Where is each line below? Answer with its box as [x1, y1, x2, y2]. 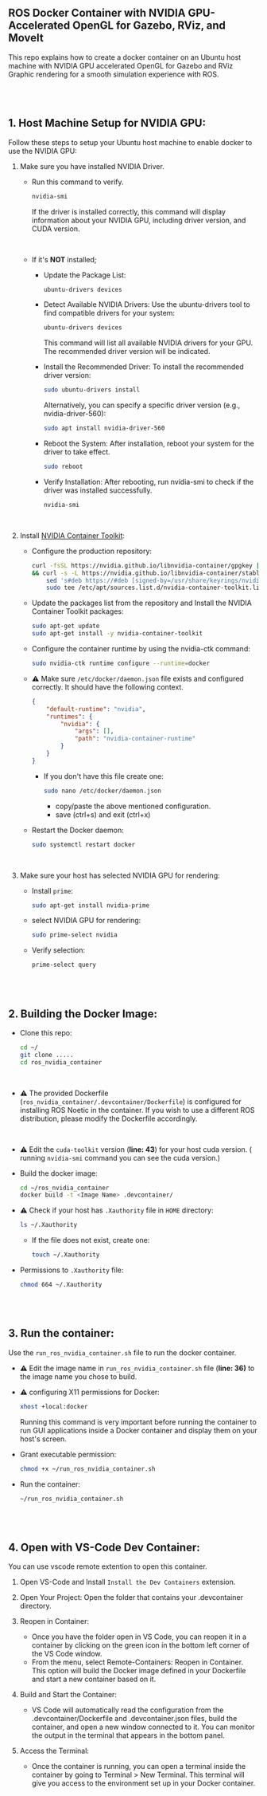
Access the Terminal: [19, 1746, 90, 1756]
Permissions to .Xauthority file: [19, 1265, 124, 1275]
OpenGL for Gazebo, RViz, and [72, 19, 226, 33]
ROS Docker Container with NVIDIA [8, 6, 186, 20]
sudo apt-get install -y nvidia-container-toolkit [31, 630, 203, 638]
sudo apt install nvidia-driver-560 [43, 424, 165, 433]
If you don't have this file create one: [43, 771, 164, 780]
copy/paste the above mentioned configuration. [55, 801, 211, 811]
